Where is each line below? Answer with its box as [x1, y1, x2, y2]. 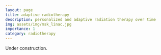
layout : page [5, 7, 33, 13]
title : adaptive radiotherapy [5, 12, 70, 17]
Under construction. [5, 45, 47, 51]
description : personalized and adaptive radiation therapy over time [5, 17, 156, 22]
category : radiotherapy [5, 31, 56, 36]
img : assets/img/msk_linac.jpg [5, 21, 72, 27]
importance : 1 [5, 26, 36, 32]
